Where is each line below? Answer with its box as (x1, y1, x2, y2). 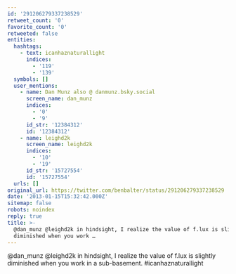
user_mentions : (13, 82, 58, 89)
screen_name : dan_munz (25, 96, 93, 103)
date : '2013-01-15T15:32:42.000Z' (7, 193, 109, 200)
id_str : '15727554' (25, 167, 83, 174)
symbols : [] (13, 75, 49, 83)
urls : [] (13, 180, 39, 187)
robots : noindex (7, 207, 55, 214)
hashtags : (13, 43, 42, 50)
